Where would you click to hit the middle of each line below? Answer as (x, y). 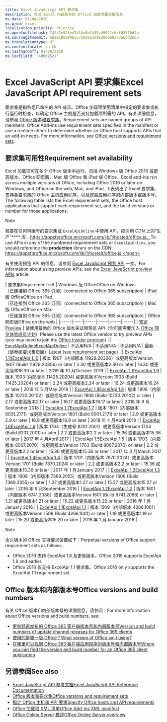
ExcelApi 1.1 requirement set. (42, 573)
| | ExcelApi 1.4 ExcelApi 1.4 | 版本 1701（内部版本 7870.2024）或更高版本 (80, 458)
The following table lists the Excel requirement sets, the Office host (74, 201)
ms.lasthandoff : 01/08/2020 (34, 51)
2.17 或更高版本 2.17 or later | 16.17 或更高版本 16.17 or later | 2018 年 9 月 (78, 402)
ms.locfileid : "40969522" (32, 56)
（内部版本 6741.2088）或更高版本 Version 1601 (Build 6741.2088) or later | (81, 495)
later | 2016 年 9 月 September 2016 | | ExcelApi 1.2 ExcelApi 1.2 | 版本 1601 (80, 489)
